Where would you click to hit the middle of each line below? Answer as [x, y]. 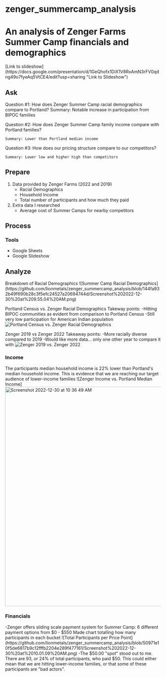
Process [18, 226]
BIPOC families [20, 115]
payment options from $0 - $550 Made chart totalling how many [71, 632]
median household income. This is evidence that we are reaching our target [82, 373]
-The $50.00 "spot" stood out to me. [115, 653]
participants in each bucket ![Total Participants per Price [62, 637]
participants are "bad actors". [35, 669]
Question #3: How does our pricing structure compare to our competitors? [81, 148]
